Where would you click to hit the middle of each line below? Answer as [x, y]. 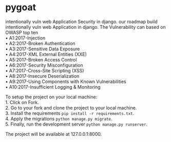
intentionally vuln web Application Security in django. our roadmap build [81, 22]
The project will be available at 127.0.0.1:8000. [54, 134]
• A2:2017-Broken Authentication [40, 43]
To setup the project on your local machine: [51, 97]
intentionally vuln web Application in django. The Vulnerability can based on [85, 27]
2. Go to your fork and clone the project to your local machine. [71, 108]
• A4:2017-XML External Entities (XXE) [46, 54]
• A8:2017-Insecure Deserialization [42, 76]
